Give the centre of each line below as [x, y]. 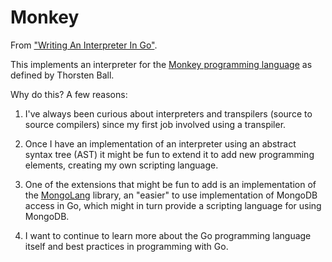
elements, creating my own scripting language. [121, 165]
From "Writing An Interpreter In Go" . [84, 45]
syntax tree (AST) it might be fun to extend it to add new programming [169, 154]
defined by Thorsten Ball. [62, 75]
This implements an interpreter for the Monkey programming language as [161, 64]
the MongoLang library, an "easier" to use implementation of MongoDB [171, 195]
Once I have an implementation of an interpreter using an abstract [160, 143]
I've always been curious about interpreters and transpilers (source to [168, 113]
